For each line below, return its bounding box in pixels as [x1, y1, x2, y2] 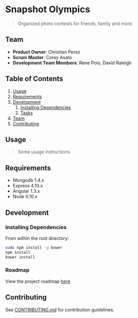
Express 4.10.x [12, 183, 43, 189]
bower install [5, 254, 36, 260]
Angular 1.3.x [12, 188, 40, 194]
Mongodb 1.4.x [12, 177, 44, 183]
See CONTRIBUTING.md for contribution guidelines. [5, 306, 115, 312]
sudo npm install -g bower [5, 245, 63, 250]
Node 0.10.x [12, 193, 38, 200]
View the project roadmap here [5, 278, 70, 284]
